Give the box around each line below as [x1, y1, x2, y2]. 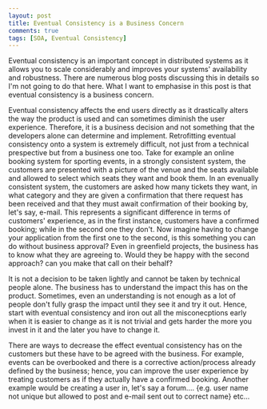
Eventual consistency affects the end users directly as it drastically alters [8, 106, 249, 115]
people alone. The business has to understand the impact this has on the [8, 283, 249, 292]
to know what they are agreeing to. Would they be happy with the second [8, 250, 249, 260]
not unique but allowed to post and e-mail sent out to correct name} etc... [8, 391, 250, 401]
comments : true [8, 26, 59, 34]
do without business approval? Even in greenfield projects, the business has [8, 242, 259, 251]
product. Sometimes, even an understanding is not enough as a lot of [8, 291, 237, 301]
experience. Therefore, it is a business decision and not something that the [8, 122, 255, 132]
